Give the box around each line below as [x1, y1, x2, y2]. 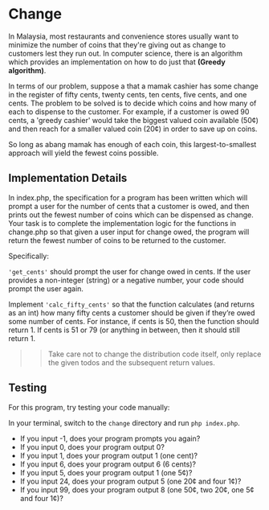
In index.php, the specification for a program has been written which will [8, 192, 248, 202]
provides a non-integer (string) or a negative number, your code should [8, 275, 244, 285]
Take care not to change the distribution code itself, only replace [47, 349, 262, 359]
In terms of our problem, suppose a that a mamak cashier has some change [8, 81, 259, 91]
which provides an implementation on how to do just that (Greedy [8, 57, 226, 67]
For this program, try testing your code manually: [8, 402, 170, 412]
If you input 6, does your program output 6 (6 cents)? [19, 459, 197, 469]
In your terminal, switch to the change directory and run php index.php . [8, 417, 241, 427]
